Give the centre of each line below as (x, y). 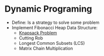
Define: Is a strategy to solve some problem (55, 22)
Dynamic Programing (48, 9)
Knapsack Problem (38, 33)
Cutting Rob (31, 38)
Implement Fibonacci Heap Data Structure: (54, 27)
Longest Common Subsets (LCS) (52, 43)
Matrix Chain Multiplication (46, 48)
